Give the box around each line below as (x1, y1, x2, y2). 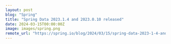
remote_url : (5, 31, 31, 36)
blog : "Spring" (5, 12, 38, 17)
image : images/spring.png (5, 26, 60, 31)
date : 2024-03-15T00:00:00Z (5, 21, 65, 27)
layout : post (5, 7, 33, 13)
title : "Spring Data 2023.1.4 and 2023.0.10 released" (5, 17, 124, 22)
